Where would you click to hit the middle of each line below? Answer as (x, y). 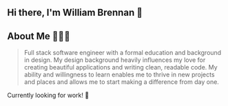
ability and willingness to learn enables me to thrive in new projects (119, 75)
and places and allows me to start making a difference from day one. (121, 82)
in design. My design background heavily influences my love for (115, 60)
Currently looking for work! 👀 (48, 95)
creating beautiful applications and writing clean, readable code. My (121, 67)
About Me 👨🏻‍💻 (39, 36)
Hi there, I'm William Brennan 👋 (75, 13)
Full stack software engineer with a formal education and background (123, 53)
